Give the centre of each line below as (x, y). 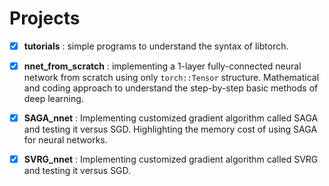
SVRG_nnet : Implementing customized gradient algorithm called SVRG (171, 159)
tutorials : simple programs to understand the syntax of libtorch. (156, 46)
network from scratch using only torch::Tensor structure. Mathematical (171, 78)
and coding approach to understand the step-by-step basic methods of (171, 88)
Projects (45, 18)
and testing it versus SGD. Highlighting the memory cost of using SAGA (170, 129)
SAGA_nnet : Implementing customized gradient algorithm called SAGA (171, 118)
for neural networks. (65, 140)
